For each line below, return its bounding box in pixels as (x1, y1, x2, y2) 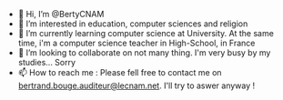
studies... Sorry (17, 57, 76, 67)
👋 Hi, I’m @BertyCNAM (17, 9, 105, 19)
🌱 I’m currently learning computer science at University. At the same (17, 28, 275, 38)
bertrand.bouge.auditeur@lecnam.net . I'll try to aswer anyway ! (17, 80, 256, 91)
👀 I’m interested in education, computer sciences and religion (17, 18, 248, 29)
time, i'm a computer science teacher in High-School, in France (17, 37, 256, 48)
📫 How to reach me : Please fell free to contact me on (17, 67, 222, 77)
